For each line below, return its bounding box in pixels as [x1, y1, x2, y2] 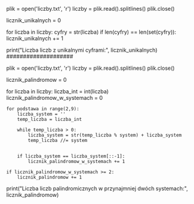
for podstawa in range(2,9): [6, 106, 80, 112]
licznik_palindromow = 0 [6, 76, 67, 83]
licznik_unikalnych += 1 [6, 35, 63, 42]
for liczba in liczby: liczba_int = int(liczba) [6, 88, 109, 95]
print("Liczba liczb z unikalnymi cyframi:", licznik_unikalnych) [6, 46, 158, 54]
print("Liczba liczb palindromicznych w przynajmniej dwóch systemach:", [6, 185, 188, 192]
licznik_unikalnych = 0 [6, 17, 61, 23]
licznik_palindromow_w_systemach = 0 [6, 94, 103, 101]
